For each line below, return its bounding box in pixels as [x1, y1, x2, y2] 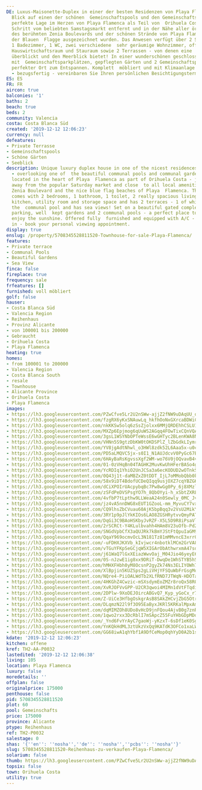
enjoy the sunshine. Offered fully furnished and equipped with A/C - [11, 216, 195, 222]
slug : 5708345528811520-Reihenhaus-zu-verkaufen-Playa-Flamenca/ [6, 747, 173, 753]
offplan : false [6, 679, 44, 685]
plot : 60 [6, 702, 28, 708]
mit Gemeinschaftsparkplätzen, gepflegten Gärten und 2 [11, 59, 158, 65]
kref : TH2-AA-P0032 [6, 646, 55, 652]
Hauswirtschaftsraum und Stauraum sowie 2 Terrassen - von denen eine [11, 48, 192, 54]
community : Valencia [6, 115, 58, 121]
